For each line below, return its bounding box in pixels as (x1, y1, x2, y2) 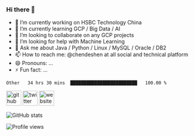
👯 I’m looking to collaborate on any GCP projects (14, 32, 134, 39)
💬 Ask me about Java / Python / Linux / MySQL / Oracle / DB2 (14, 44, 167, 51)
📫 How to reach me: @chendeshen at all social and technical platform (14, 51, 189, 58)
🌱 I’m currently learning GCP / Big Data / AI (14, 25, 121, 32)
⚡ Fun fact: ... (14, 66, 48, 73)
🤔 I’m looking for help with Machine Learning (14, 38, 125, 45)
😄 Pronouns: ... (14, 60, 54, 67)
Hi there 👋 (6, 5, 36, 14)
